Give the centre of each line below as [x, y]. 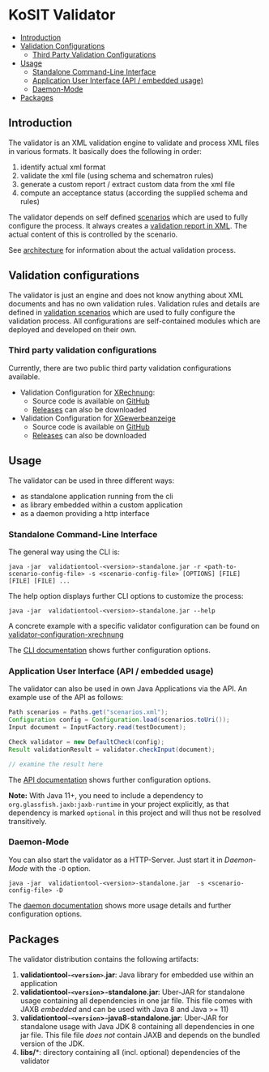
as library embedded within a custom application [101, 505]
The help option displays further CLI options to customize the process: [126, 596]
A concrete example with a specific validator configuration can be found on [134, 626]
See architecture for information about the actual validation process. [122, 250]
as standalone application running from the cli [96, 496]
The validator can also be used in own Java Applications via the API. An [128, 689]
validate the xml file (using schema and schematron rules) [117, 175]
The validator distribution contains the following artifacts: [104, 959]
